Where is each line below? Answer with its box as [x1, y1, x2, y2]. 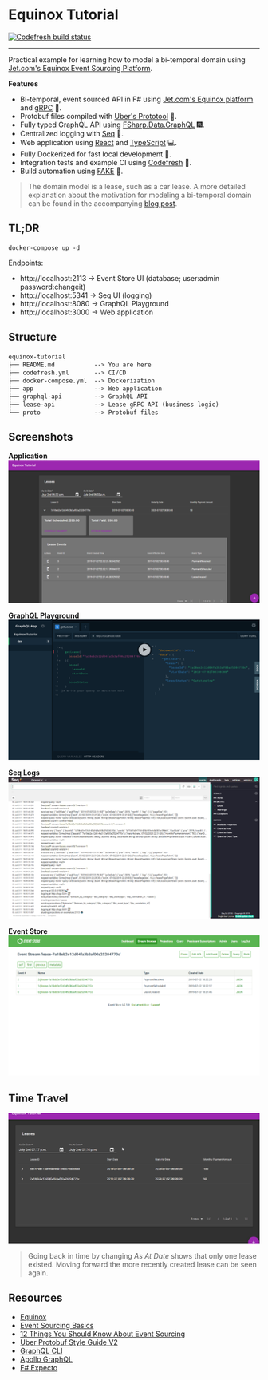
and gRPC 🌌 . [19, 102, 62, 113]
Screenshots [8, 429, 73, 444]
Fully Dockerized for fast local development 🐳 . [19, 149, 171, 159]
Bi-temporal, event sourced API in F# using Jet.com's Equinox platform [19, 94, 254, 104]
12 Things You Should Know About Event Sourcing [19, 1329, 186, 1338]
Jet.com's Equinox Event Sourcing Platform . [8, 63, 153, 73]
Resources [8, 1291, 63, 1304]
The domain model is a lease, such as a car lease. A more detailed [27, 181, 246, 191]
